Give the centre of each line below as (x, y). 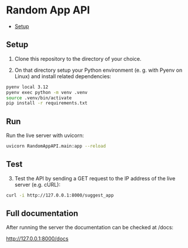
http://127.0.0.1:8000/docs (37, 239)
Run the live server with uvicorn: (45, 135)
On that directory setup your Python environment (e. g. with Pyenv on (98, 70)
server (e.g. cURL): (37, 184)
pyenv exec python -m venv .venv (47, 92)
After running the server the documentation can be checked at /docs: (90, 228)
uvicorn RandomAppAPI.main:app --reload (56, 146)
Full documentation (42, 214)
